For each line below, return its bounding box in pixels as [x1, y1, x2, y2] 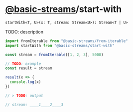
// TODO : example [5, 61, 41, 66]
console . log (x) [9, 79, 41, 84]
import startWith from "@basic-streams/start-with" [5, 43, 115, 48]
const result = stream [5, 66, 52, 71]
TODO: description [5, 28, 44, 34]
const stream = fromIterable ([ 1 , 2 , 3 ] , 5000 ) [5, 52, 104, 57]
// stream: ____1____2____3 [5, 102, 64, 107]
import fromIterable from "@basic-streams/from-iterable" [5, 38, 128, 43]
